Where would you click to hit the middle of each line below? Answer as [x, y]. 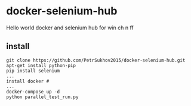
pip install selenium [33, 71]
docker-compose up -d [33, 92]
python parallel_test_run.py [42, 97]
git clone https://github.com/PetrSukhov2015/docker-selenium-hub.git [96, 60]
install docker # [28, 81]
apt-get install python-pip [41, 65]
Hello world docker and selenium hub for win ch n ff [70, 28]
